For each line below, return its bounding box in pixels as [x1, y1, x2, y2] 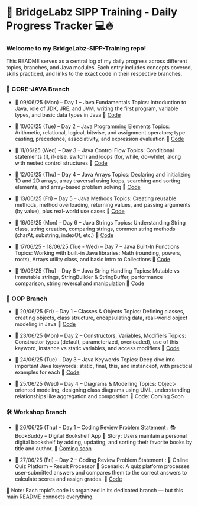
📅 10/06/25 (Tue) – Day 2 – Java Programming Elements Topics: [14, 123, 170, 130]
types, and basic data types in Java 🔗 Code [14, 111, 121, 118]
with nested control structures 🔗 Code [14, 159, 108, 166]
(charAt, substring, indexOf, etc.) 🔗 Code [14, 231, 114, 239]
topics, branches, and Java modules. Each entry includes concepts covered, [6, 64, 193, 71]
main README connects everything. [6, 493, 95, 500]
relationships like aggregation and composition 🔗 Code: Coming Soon [14, 393, 184, 400]
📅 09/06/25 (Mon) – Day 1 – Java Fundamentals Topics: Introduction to [14, 98, 187, 105]
